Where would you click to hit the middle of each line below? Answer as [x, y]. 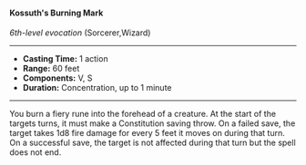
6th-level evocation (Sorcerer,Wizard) [80, 33]
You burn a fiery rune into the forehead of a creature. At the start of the [143, 114]
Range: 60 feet [51, 69]
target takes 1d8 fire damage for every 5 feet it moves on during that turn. [147, 133]
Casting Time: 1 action [65, 59]
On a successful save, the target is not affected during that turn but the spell [153, 143]
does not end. [36, 152]
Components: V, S [57, 78]
